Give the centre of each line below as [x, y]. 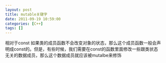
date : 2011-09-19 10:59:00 [33, 19]
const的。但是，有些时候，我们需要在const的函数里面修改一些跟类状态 [86, 49]
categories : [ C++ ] [24, 24]
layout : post [19, 10]
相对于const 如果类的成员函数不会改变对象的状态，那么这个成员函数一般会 [81, 43]
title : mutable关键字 [26, 14]
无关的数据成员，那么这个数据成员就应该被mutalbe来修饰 [63, 56]
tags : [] [14, 28]
